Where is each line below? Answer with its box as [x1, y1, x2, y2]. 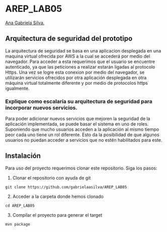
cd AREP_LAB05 [5, 203, 35, 208]
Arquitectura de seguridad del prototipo [5, 34, 133, 43]
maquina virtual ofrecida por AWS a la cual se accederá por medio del [5, 53, 150, 59]
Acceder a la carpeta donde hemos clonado [12, 193, 104, 199]
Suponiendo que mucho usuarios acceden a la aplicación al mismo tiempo [5, 127, 159, 133]
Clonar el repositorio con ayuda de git [12, 175, 91, 181]
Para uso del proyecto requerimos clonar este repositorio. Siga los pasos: [5, 165, 157, 171]
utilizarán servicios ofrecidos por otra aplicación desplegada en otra [5, 74, 147, 81]
